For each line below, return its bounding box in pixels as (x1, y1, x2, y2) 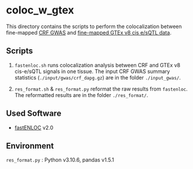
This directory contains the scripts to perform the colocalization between (6, 23, 182, 30)
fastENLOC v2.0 (14, 124, 54, 131)
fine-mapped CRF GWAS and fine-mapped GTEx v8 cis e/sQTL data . (6, 29, 171, 36)
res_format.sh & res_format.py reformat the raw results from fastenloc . (14, 85, 188, 92)
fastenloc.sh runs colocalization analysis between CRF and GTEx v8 (14, 61, 181, 68)
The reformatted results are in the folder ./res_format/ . (14, 91, 149, 98)
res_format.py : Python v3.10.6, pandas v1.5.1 (6, 156, 114, 164)
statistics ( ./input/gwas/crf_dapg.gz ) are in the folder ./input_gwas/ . (14, 74, 181, 81)
